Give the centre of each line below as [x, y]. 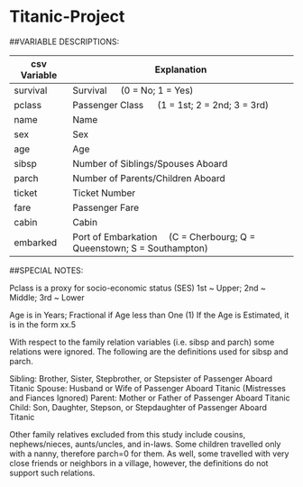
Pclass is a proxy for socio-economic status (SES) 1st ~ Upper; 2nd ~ [138, 288]
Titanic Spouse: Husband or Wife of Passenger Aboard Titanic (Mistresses [148, 388]
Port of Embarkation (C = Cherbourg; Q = [164, 236]
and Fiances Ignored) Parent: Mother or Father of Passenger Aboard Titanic [150, 398]
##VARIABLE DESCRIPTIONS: [64, 41]
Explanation [181, 69]
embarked [36, 243]
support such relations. [52, 473]
